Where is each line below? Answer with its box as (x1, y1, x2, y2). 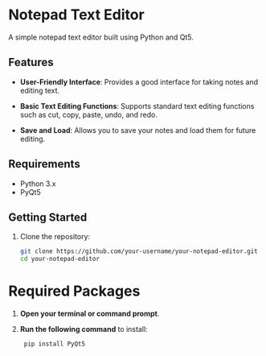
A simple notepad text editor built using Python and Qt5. (8, 32, 194, 42)
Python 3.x (19, 179, 56, 188)
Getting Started (8, 210, 88, 224)
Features (8, 56, 54, 69)
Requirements (8, 157, 80, 171)
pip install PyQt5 (23, 340, 86, 348)
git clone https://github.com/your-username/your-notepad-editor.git (19, 247, 259, 255)
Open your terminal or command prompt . (19, 308, 160, 319)
